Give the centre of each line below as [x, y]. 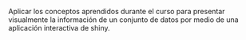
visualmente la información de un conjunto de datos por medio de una [123, 20]
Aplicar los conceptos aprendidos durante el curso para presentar [117, 11]
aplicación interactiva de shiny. [59, 28]
